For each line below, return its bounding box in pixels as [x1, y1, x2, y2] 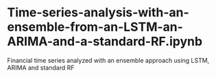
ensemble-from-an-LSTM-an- [7, 19, 184, 35]
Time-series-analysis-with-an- [7, 5, 190, 20]
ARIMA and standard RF [7, 63, 75, 72]
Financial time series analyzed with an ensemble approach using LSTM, [7, 56, 210, 64]
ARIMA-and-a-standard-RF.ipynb [7, 34, 203, 49]
